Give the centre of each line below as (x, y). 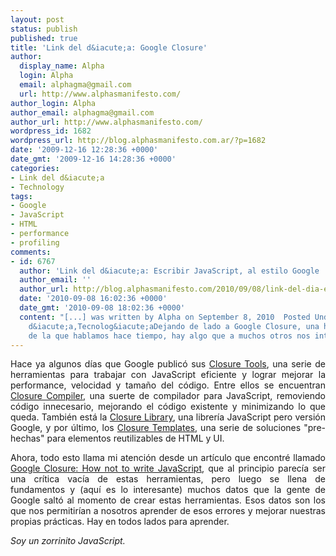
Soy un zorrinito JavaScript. (68, 541)
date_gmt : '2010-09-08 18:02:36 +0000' (102, 308)
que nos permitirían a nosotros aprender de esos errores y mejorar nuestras (168, 511)
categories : (35, 168)
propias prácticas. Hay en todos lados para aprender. (120, 522)
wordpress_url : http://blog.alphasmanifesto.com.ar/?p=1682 (138, 141)
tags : (21, 196)
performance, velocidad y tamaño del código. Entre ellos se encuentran (168, 385)
